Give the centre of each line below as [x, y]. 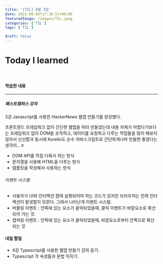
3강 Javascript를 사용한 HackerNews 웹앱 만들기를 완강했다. [63, 117]
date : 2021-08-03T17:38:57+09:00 [39, 14]
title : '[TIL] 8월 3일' [28, 9]
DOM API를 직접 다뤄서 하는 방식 [43, 156]
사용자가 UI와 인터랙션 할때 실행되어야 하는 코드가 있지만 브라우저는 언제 [80, 196]
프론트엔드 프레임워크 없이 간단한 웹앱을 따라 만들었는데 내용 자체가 [68, 127]
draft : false [18, 36]
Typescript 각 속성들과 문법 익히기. [45, 256]
